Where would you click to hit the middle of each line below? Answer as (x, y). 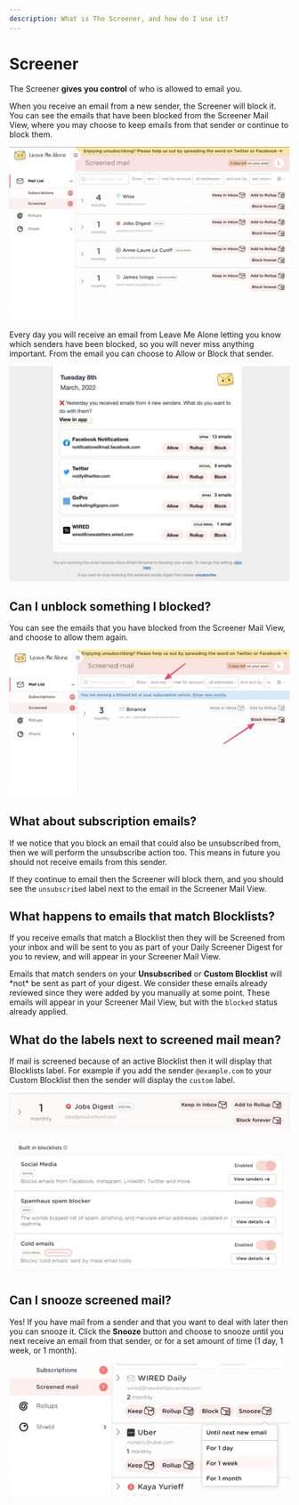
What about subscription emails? (103, 822)
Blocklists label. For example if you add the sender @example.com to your (141, 1071)
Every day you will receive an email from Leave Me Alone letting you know (145, 335)
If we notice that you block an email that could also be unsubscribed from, (145, 843)
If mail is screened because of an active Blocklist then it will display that (141, 1061)
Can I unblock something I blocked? (110, 607)
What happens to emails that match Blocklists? (142, 917)
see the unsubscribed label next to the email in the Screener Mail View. (138, 888)
